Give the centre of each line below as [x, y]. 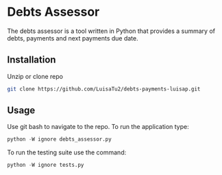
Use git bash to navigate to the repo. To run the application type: [98, 127]
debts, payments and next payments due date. [73, 38]
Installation [32, 60]
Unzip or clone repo [35, 76]
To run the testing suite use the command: [67, 152]
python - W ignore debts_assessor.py [59, 139]
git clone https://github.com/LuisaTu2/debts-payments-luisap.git [104, 89]
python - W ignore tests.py [46, 165]
